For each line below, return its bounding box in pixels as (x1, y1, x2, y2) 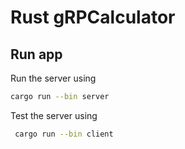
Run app (10, 46, 63, 63)
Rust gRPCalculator (10, 6, 176, 29)
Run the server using (10, 72, 97, 84)
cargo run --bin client (14, 129, 114, 139)
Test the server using (10, 109, 98, 121)
